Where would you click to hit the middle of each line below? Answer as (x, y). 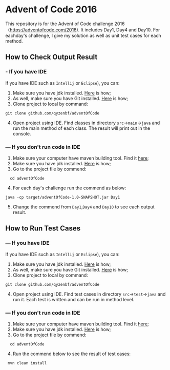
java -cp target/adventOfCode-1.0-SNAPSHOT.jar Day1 (63, 197)
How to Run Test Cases (43, 229)
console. (22, 133)
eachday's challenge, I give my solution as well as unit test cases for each (83, 35)
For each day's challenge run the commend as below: (69, 188)
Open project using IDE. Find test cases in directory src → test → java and (89, 294)
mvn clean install (27, 363)
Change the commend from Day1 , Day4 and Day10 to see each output (83, 207)
